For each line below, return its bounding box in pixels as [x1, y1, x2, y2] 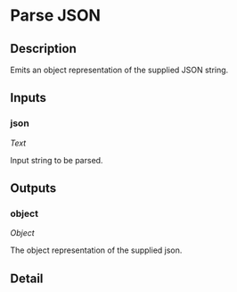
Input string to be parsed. [10, 154, 103, 165]
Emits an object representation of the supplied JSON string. [10, 64, 229, 75]
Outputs [10, 180, 57, 196]
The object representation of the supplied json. [10, 245, 183, 255]
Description [10, 41, 77, 56]
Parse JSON [10, 5, 102, 26]
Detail [10, 271, 44, 286]
